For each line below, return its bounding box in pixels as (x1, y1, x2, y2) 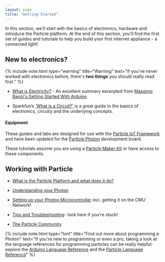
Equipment (5, 119, 28, 126)
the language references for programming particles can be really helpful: (5, 241, 153, 247)
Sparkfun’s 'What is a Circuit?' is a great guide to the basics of (12, 103, 139, 109)
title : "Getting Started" (5, 12, 58, 17)
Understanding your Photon (12, 188, 69, 194)
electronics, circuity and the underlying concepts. (12, 108, 113, 114)
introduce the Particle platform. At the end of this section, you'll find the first (5, 31, 160, 36)
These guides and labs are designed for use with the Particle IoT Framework (5, 131, 160, 136)
